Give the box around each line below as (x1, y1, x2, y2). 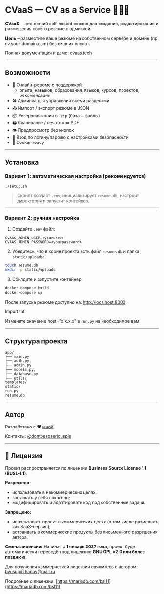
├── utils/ (5, 376, 27, 380)
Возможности (5, 69, 50, 77)
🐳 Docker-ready (12, 139, 44, 145)
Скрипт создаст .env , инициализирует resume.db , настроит (17, 193, 139, 199)
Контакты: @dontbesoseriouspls (5, 433, 72, 439)
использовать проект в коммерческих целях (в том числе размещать (12, 519, 159, 524)
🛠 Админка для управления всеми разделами (12, 97, 110, 103)
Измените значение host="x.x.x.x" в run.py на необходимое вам (5, 318, 140, 324)
